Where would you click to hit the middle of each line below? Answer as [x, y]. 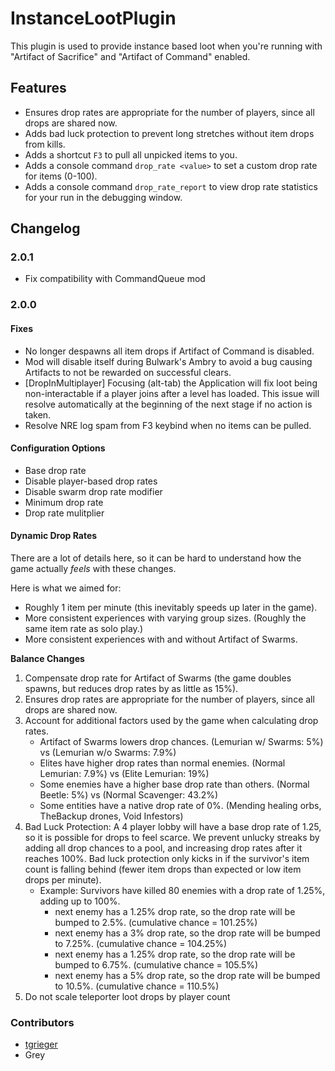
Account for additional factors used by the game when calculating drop [171, 720]
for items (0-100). [61, 176]
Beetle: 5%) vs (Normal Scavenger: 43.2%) [129, 794]
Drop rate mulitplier [64, 513]
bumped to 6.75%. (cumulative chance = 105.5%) [156, 964]
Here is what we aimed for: [66, 588]
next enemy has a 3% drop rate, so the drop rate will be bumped [187, 933]
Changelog [45, 228]
